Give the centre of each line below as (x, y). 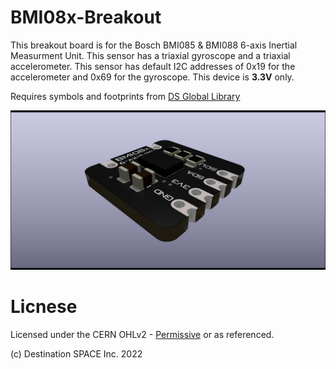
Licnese (44, 307)
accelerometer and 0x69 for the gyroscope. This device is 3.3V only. (152, 77)
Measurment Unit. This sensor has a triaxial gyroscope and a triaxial (150, 55)
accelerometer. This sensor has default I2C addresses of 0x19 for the (153, 66)
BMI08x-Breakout (86, 17)
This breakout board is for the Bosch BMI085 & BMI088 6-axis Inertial (154, 45)
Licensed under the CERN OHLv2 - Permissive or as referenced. (142, 334)
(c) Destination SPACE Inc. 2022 (76, 353)
